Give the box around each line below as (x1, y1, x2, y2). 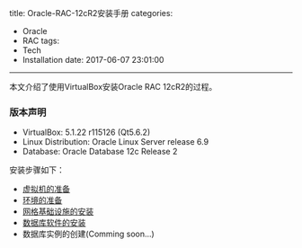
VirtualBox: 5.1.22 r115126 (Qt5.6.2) (22, 127, 151, 137)
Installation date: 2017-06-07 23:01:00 (22, 55, 164, 65)
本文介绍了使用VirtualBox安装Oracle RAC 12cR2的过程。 (9, 82, 218, 92)
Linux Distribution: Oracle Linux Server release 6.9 (22, 137, 209, 147)
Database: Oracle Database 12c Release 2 (22, 146, 178, 157)
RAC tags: (22, 35, 60, 46)
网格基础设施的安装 (22, 206, 94, 217)
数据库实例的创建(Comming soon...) (22, 228, 155, 240)
